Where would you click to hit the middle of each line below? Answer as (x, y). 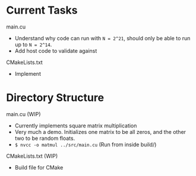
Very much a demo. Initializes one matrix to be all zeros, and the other (100, 132)
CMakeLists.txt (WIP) (32, 156)
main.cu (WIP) (23, 114)
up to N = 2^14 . (33, 44)
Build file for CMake (39, 167)
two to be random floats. (45, 138)
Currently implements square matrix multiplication (76, 126)
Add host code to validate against (56, 50)
